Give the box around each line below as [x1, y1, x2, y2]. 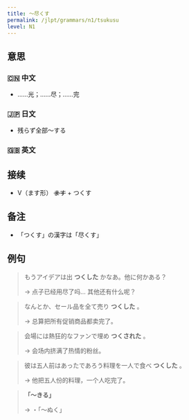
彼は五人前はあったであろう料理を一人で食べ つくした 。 [24, 361, 186, 369]
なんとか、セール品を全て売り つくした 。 [24, 302, 143, 310]
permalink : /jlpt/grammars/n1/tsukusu [7, 17, 119, 24]
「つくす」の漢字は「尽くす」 [17, 230, 102, 239]
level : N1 [7, 23, 36, 30]
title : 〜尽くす [7, 10, 50, 17]
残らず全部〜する [17, 126, 66, 135]
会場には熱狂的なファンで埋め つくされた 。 [24, 331, 150, 340]
